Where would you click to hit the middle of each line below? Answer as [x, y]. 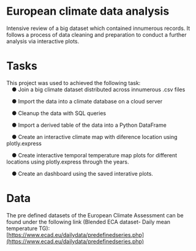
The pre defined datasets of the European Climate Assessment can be [95, 215]
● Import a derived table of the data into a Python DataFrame [89, 125]
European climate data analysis [88, 11]
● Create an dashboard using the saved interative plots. [82, 173]
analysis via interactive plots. [43, 41]
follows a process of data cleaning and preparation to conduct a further [96, 34]
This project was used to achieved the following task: [73, 83]
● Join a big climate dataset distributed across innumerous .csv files [99, 89]
